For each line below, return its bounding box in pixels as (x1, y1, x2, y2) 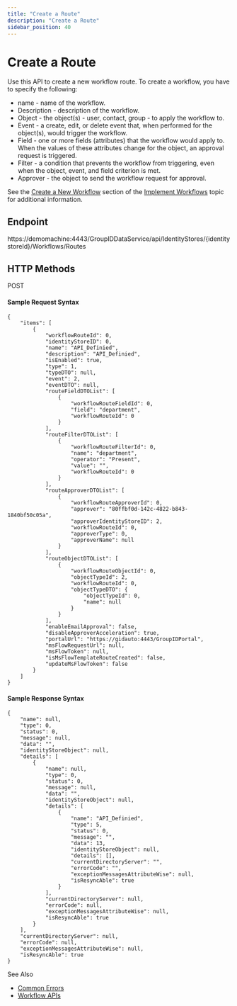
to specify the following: (7, 85, 78, 94)
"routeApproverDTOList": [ (45, 487, 125, 494)
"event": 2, (45, 375, 81, 383)
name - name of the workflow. (17, 98, 106, 107)
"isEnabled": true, (45, 357, 103, 364)
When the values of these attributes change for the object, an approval (17, 144, 224, 152)
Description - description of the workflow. (17, 106, 140, 115)
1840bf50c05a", (7, 512, 52, 519)
